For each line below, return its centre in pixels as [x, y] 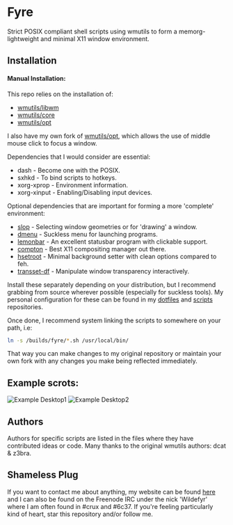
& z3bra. [19, 453]
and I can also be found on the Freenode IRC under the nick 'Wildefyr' [107, 499]
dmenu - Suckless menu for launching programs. [87, 234]
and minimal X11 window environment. [95, 38]
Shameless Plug [43, 475]
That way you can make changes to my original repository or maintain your [114, 354]
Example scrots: [43, 383]
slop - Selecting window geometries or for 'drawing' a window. [107, 226]
